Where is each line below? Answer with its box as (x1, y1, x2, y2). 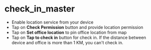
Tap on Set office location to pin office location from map (11, 29, 127, 35)
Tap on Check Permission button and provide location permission (11, 24, 144, 30)
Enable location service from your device (11, 19, 94, 25)
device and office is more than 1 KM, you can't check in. (11, 39, 123, 45)
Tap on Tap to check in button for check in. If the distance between (11, 35, 146, 40)
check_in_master (4, 3, 75, 14)
